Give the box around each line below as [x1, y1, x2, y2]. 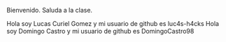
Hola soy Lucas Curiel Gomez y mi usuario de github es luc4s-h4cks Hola [6, 20, 220, 27]
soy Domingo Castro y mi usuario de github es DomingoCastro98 [6, 27, 195, 35]
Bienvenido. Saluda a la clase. [6, 6, 92, 14]
